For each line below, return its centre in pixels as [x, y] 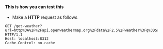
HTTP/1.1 [14, 35]
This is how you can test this [34, 7]
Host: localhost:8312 [27, 39]
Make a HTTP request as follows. [45, 17]
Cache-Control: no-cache [30, 43]
